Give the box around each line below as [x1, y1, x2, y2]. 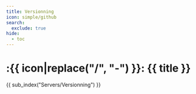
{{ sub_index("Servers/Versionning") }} [6, 81, 102, 88]
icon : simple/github [6, 14, 57, 20]
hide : [6, 31, 19, 37]
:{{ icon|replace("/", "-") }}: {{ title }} [6, 61, 191, 75]
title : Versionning [6, 8, 54, 15]
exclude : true [11, 25, 46, 31]
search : [6, 20, 25, 25]
